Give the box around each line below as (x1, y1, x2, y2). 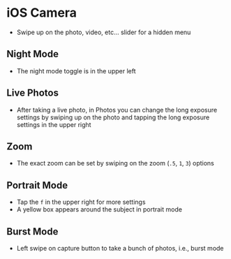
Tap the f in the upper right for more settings (16, 198, 146, 207)
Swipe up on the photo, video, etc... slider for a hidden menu (16, 28, 191, 36)
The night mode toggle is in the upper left (16, 66, 136, 75)
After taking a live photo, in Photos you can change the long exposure (16, 105, 218, 114)
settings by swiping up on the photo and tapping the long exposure (16, 113, 210, 121)
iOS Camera (6, 5, 77, 21)
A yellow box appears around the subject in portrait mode (16, 205, 183, 214)
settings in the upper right (16, 120, 91, 128)
